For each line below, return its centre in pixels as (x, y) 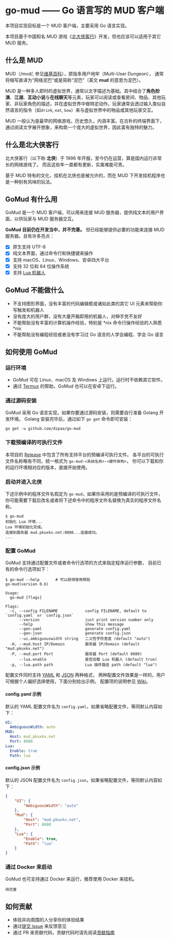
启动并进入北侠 (24, 481)
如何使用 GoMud (31, 352)
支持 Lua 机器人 (29, 272)
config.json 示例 (23, 768)
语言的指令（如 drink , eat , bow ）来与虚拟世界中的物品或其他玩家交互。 (83, 110)
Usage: (12, 593)
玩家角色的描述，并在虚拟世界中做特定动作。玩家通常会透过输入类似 (90, 104)
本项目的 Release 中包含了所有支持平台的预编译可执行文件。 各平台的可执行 (84, 454)
